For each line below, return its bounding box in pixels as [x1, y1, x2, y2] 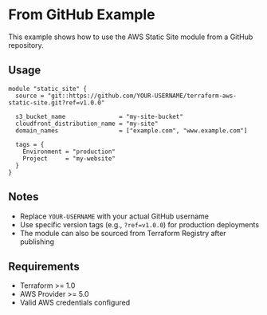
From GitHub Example [8, 6, 155, 24]
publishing [19, 237, 54, 246]
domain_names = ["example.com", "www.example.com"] [15, 126, 248, 135]
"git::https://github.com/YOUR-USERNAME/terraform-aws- [47, 92, 238, 100]
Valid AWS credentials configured [19, 297, 131, 308]
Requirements [8, 259, 80, 273]
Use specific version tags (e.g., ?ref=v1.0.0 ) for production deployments [19, 219, 260, 229]
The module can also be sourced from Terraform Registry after [19, 228, 226, 238]
